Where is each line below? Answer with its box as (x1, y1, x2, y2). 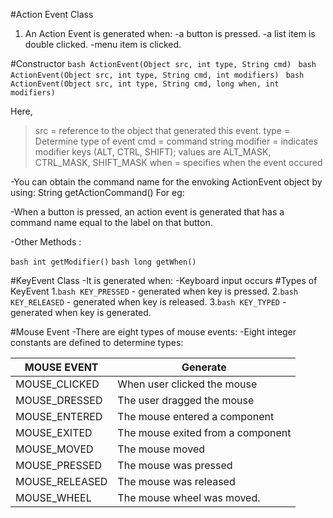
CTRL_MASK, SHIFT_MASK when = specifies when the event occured (34, 157, 323, 168)
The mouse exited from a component (117, 426, 292, 439)
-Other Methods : (10, 236, 82, 248)
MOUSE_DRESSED (15, 394, 103, 407)
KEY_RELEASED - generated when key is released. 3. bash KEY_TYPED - (10, 296, 287, 308)
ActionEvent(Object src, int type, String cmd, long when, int (10, 79, 280, 89)
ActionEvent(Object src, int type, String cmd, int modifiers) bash (10, 70, 305, 80)
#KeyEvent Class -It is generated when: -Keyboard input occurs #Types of (10, 275, 318, 286)
